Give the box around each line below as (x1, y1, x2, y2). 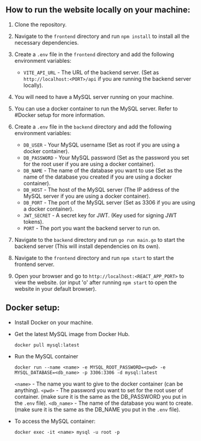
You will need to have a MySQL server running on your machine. (14, 93, 174, 100)
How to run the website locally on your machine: (5, 5, 191, 15)
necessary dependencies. (14, 39, 79, 46)
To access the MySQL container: (14, 417, 96, 425)
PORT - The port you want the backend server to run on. (23, 224, 161, 232)
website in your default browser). (14, 285, 97, 292)
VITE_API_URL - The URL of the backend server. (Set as (23, 69, 159, 76)
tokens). (23, 218, 44, 225)
